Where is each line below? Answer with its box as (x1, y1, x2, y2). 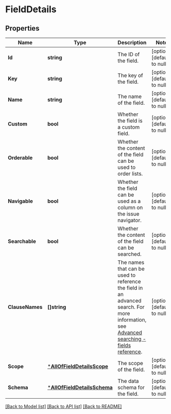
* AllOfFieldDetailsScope (47, 363, 108, 370)
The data (118, 378, 139, 384)
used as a (118, 198, 141, 205)
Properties (5, 24, 40, 33)
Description (118, 39, 147, 46)
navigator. (118, 217, 141, 224)
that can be (118, 265, 145, 272)
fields (118, 342, 131, 349)
